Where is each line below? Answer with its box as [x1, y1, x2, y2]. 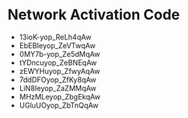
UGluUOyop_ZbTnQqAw [18, 100, 99, 110]
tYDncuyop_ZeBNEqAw [18, 58, 97, 67]
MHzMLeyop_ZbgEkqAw [18, 92, 101, 101]
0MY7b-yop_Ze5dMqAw [18, 49, 100, 59]
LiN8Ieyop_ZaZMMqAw [18, 83, 97, 93]
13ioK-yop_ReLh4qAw [18, 32, 92, 42]
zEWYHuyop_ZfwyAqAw [18, 66, 100, 75]
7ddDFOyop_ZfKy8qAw [18, 75, 97, 84]
